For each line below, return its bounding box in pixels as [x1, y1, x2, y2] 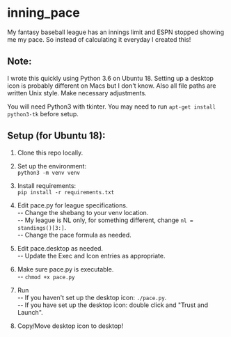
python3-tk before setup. [7, 109, 79, 118]
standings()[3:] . [17, 223, 67, 231]
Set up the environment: [17, 162, 87, 170]
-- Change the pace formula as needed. [17, 230, 132, 239]
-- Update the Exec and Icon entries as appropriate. [17, 251, 166, 260]
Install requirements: [17, 181, 77, 189]
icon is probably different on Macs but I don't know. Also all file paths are [7, 81, 216, 90]
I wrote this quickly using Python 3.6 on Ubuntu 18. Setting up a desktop [7, 74, 214, 82]
